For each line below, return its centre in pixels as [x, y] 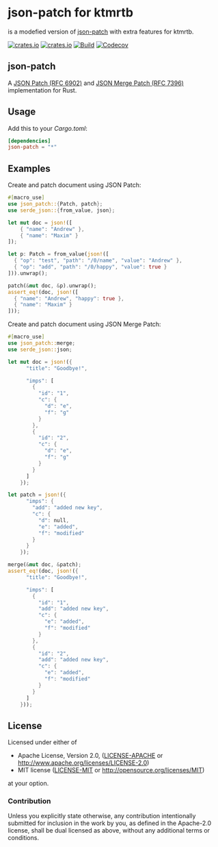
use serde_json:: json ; [40, 349]
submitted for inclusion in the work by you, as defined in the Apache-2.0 [109, 823]
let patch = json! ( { [37, 495]
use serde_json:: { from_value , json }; [62, 210]
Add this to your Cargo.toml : [48, 128]
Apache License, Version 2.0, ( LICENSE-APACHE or [90, 756]
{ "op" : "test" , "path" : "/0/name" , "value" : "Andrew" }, [98, 261]
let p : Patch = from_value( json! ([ [58, 254]
